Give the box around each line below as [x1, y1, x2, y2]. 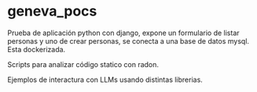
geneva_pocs [7, 2, 97, 20]
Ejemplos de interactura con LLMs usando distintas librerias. [7, 75, 204, 84]
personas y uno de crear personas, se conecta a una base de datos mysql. [7, 36, 249, 45]
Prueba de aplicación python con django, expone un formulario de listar [7, 28, 240, 37]
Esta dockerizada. [7, 44, 66, 54]
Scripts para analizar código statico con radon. [7, 59, 159, 69]
